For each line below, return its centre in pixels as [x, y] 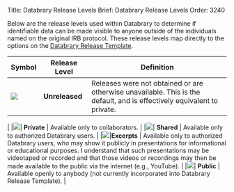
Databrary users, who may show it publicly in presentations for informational [117, 143]
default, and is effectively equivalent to [155, 101]
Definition [157, 67]
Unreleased [63, 96]
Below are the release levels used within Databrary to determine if [102, 23]
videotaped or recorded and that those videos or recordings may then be [112, 158]
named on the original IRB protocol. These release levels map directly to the [116, 38]
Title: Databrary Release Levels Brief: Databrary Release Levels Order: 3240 [116, 10]
